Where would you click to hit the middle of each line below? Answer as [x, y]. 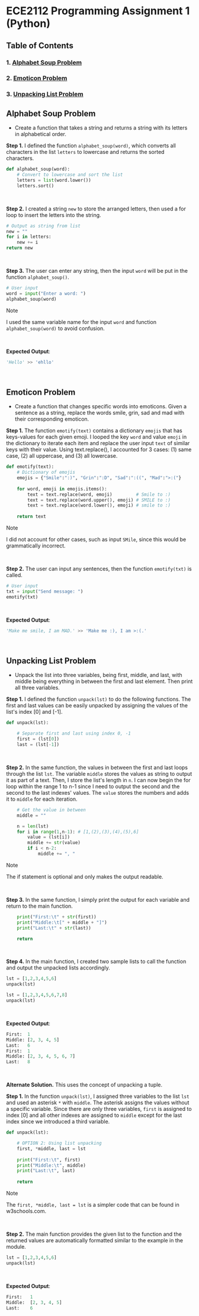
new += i [28, 243]
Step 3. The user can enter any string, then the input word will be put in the [97, 271]
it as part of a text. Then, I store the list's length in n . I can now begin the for [98, 780]
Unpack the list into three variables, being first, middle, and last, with [98, 675]
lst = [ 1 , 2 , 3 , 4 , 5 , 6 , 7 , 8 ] [37, 995]
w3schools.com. [26, 1211]
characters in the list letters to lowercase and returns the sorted [85, 152]
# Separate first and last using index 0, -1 [74, 733]
